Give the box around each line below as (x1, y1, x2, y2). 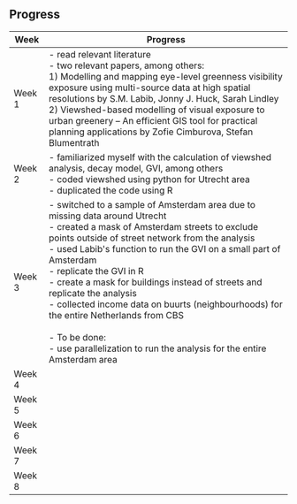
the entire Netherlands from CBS (48, 309, 184, 321)
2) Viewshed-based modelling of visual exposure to (48, 103, 265, 116)
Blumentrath (48, 136, 100, 149)
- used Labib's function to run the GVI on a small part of (48, 242, 281, 255)
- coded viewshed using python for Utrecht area (48, 172, 250, 185)
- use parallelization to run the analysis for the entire (48, 342, 267, 355)
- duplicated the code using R (48, 184, 173, 196)
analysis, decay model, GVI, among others (48, 162, 224, 174)
